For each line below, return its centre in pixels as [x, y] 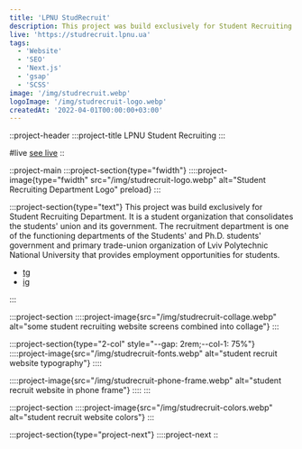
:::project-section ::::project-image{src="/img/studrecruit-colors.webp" [141, 408]
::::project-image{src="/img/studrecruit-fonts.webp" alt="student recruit [143, 353]
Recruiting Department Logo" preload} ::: [85, 189]
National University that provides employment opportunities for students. [145, 255]
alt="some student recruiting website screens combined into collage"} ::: [144, 326]
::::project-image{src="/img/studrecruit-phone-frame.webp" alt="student [146, 380]
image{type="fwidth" [49, 180]
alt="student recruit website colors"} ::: [82, 417]
